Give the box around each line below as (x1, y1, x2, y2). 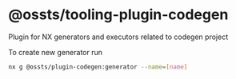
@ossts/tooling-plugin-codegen (8, 6, 229, 24)
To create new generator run (8, 47, 102, 57)
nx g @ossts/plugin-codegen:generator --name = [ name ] (8, 62, 188, 71)
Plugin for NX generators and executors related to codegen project (8, 32, 229, 41)
